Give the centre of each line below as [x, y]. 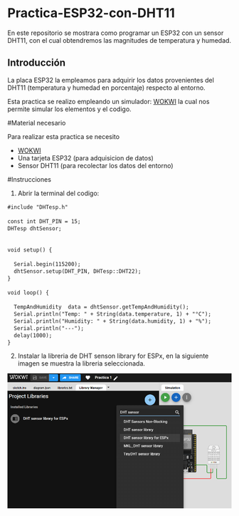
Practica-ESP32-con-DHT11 [91, 13]
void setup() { [30, 250]
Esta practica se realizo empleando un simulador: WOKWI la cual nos [108, 101]
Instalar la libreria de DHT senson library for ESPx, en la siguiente [113, 356]
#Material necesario [37, 123]
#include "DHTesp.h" [38, 207]
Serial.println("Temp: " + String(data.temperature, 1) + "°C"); [113, 314]
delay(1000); [33, 335]
